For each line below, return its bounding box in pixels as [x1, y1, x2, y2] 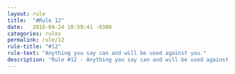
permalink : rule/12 [7, 37, 65, 44]
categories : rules [7, 30, 61, 37]
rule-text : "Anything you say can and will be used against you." [7, 50, 207, 57]
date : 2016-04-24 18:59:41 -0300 [7, 23, 112, 30]
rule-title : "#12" [7, 43, 61, 50]
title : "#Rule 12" [7, 17, 65, 24]
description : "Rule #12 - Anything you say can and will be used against [7, 56, 229, 63]
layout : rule [7, 10, 46, 18]
